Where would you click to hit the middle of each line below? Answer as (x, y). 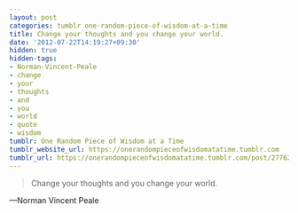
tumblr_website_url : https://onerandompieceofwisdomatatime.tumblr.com (144, 149)
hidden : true (33, 51)
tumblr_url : (31, 158)
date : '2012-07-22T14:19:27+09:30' (75, 42)
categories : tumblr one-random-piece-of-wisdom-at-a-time (118, 26)
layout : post (33, 17)
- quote (24, 125)
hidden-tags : (33, 59)
